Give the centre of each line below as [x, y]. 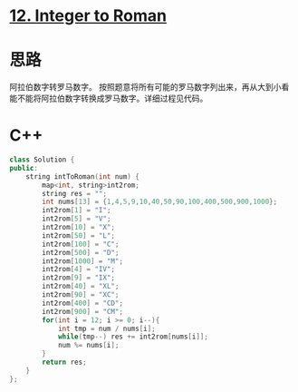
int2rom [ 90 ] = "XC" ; [81, 295]
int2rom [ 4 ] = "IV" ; [79, 269]
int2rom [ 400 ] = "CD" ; [83, 303]
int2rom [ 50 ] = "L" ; [79, 235]
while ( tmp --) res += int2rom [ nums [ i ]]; [133, 337]
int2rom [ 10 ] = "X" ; [79, 228]
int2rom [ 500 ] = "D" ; [81, 252]
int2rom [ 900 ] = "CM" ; [83, 311]
